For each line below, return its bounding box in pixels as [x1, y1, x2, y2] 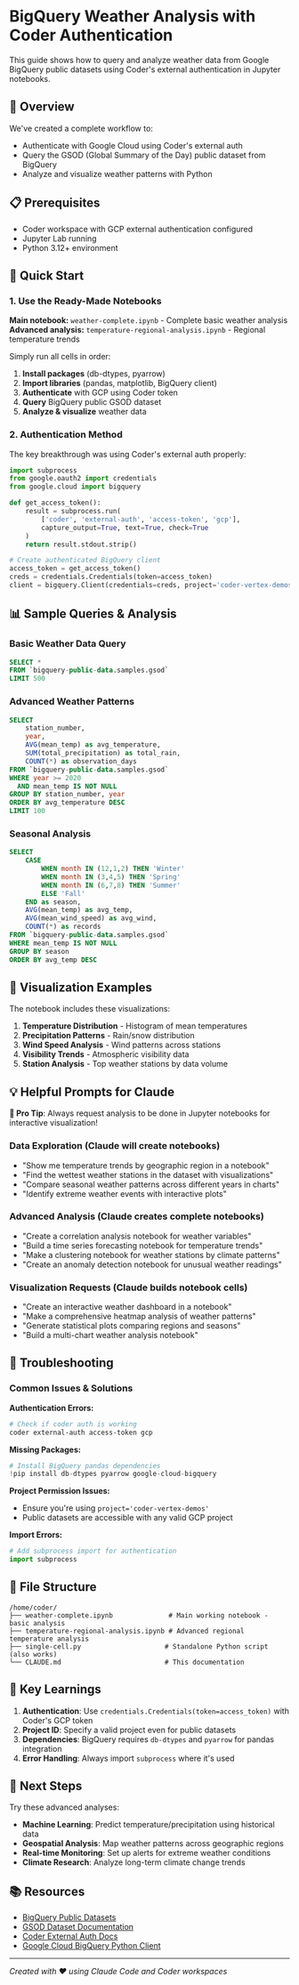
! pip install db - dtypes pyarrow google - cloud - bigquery [9, 1470, 217, 1479]
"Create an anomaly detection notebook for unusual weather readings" [21, 1259, 283, 1270]
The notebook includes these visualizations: [9, 1004, 171, 1014]
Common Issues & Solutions [9, 1382, 133, 1394]
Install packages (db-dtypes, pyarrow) [21, 368, 166, 379]
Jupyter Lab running [21, 233, 97, 244]
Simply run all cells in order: [9, 351, 111, 362]
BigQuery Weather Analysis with [9, 6, 256, 27]
